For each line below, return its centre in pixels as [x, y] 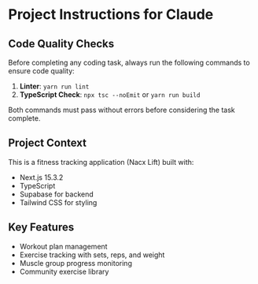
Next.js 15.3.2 [41, 177]
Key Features [41, 228]
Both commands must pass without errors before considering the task [122, 110]
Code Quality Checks [61, 44]
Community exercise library [64, 271]
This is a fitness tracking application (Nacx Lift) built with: [101, 162]
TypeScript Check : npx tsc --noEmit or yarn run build [110, 95]
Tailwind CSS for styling [58, 202]
